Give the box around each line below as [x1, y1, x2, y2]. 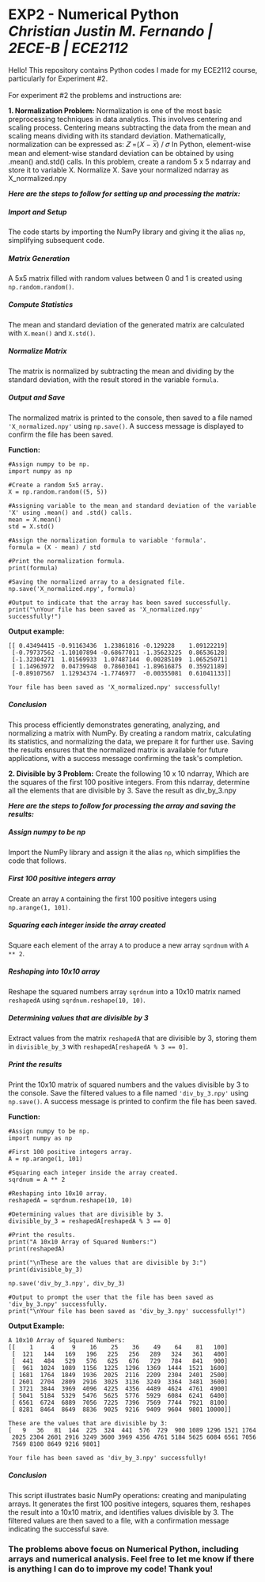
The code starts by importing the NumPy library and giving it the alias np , [8, 227, 245, 237]
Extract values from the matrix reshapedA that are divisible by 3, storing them [8, 1033, 257, 1043]
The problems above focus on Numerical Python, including [8, 1544, 239, 1555]
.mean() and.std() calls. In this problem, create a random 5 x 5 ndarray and [8, 157, 252, 166]
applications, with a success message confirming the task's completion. [8, 753, 244, 763]
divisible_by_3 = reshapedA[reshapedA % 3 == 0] [8, 1217, 172, 1225]
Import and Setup [8, 207, 67, 217]
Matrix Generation [8, 253, 70, 263]
